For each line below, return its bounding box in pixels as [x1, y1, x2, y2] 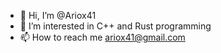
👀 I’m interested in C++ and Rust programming [19, 20, 212, 32]
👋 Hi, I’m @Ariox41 [19, 10, 97, 21]
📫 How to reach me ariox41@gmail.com [19, 31, 186, 43]
